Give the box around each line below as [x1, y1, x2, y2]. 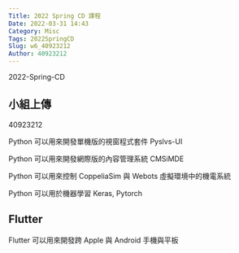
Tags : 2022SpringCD [8, 34, 75, 43]
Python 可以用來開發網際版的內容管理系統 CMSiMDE [8, 154, 185, 164]
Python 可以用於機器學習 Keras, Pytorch [8, 188, 143, 198]
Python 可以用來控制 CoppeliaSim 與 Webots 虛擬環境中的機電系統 [8, 171, 232, 181]
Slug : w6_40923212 [8, 42, 71, 50]
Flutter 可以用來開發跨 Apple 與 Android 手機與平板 [8, 235, 179, 245]
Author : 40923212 [8, 50, 67, 58]
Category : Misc [8, 27, 60, 35]
